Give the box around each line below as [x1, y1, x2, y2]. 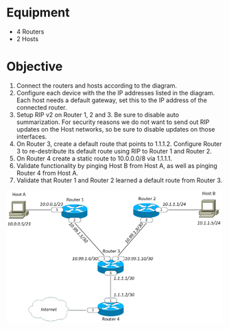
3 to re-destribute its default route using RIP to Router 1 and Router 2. [16, 147, 212, 155]
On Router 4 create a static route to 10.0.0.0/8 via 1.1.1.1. [16, 154, 173, 162]
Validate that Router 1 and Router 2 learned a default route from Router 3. [16, 176, 223, 184]
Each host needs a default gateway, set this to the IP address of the [16, 96, 207, 104]
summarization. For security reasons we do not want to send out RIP [16, 118, 210, 126]
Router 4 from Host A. [16, 169, 79, 177]
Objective [6, 59, 63, 75]
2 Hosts [16, 34, 39, 42]
